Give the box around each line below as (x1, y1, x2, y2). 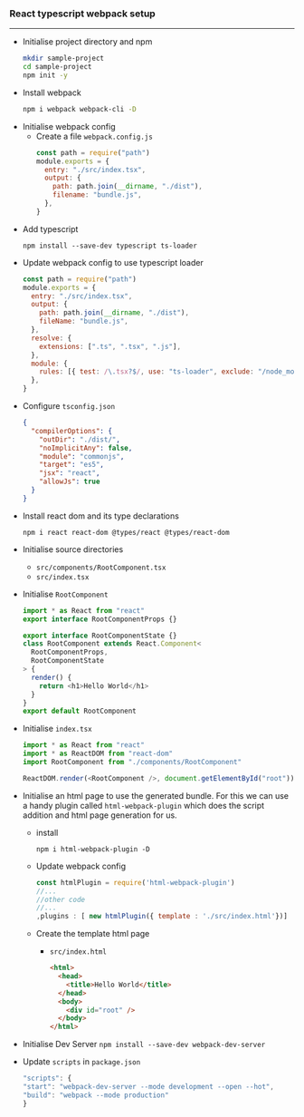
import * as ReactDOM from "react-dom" (22, 749, 174, 759)
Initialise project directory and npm (22, 36, 153, 47)
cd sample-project (22, 63, 92, 72)
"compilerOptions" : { (31, 426, 113, 435)
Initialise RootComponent (22, 588, 109, 599)
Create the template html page (35, 928, 150, 939)
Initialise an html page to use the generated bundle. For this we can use (22, 790, 290, 801)
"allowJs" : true (39, 477, 100, 487)
